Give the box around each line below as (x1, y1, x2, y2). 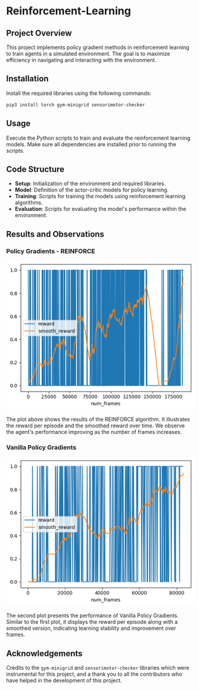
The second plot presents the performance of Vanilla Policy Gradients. (6, 612, 179, 619)
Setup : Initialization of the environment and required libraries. (14, 180, 166, 187)
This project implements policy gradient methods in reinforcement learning (6, 44, 189, 51)
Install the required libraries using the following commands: (6, 90, 152, 97)
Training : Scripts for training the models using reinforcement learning (14, 193, 186, 200)
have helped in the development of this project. (6, 677, 122, 684)
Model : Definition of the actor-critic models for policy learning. (14, 186, 169, 193)
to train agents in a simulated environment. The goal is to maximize (6, 50, 170, 57)
